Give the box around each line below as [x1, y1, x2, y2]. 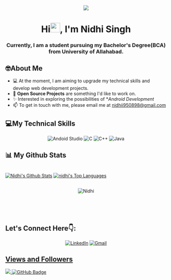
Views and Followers [5, 255, 73, 264]
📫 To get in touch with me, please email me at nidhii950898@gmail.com [12, 102, 166, 108]
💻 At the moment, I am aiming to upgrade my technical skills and [12, 78, 150, 84]
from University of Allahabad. [48, 48, 124, 55]
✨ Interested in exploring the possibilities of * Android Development [12, 96, 155, 102]
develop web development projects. [12, 85, 89, 91]
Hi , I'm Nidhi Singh [41, 24, 131, 35]
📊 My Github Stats [5, 151, 67, 160]
